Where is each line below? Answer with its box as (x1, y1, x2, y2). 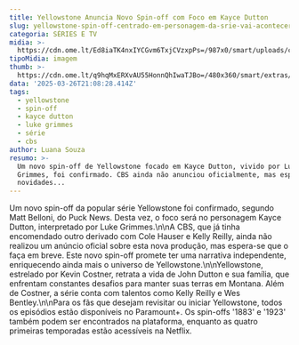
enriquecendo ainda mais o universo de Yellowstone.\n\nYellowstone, (9, 260, 264, 270)
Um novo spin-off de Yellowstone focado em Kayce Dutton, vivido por (17, 162, 280, 171)
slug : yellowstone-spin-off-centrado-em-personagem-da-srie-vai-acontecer (9, 21, 293, 30)
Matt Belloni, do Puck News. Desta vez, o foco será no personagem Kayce (9, 213, 282, 223)
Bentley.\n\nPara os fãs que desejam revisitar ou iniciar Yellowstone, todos (9, 297, 283, 308)
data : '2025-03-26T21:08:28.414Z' (9, 79, 138, 88)
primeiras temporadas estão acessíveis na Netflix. (9, 325, 193, 336)
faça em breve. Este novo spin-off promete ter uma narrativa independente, (9, 250, 287, 261)
